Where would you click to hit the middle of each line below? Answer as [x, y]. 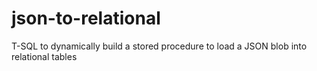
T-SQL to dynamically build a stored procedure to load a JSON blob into [159, 46]
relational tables [44, 56]
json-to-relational [86, 18]
